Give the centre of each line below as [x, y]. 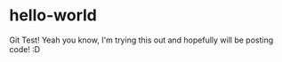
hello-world [53, 15]
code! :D [25, 49]
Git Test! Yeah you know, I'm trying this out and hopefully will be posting [141, 40]
